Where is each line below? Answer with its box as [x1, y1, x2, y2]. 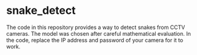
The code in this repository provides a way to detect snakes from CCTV [6, 24, 185, 31]
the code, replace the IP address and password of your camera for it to [6, 36, 184, 44]
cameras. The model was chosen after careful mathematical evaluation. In [6, 30, 191, 37]
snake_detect [6, 4, 76, 18]
